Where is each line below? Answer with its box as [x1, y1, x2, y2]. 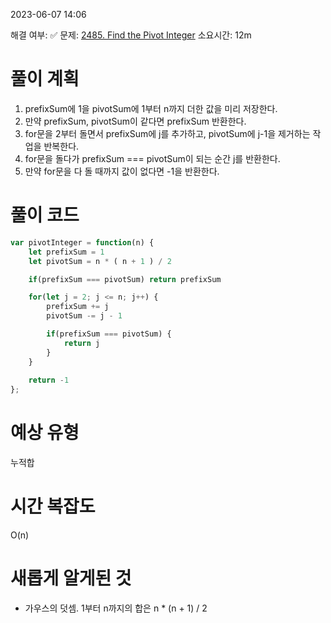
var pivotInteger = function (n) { [10, 237, 155, 248]
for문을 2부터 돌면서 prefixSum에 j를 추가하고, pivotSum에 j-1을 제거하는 [24, 127, 311, 139]
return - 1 [28, 375, 70, 386]
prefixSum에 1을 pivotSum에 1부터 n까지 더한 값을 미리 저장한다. [24, 102, 278, 114]
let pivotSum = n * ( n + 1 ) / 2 [28, 256, 172, 266]
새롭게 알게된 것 [10, 567, 132, 590]
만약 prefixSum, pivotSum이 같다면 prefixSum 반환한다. [24, 115, 247, 127]
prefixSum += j [46, 302, 110, 312]
